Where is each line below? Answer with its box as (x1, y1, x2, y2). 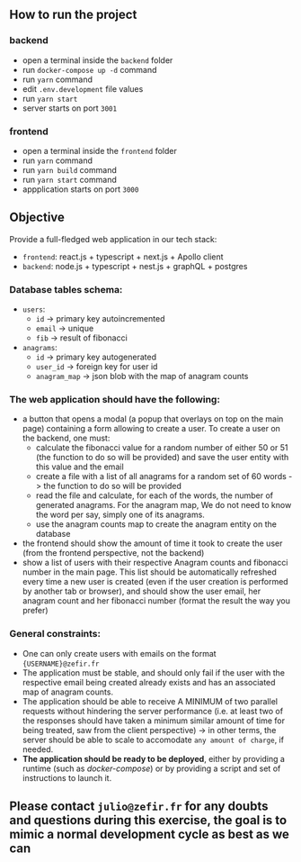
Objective (9, 210, 66, 225)
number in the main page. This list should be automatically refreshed (22, 567, 277, 577)
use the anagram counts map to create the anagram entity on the (35, 519, 277, 530)
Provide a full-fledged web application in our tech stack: (9, 233, 217, 244)
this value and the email (35, 461, 124, 472)
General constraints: (9, 628, 102, 640)
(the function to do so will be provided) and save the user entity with (35, 452, 289, 463)
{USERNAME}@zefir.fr (22, 659, 100, 668)
